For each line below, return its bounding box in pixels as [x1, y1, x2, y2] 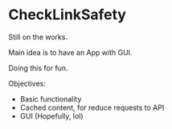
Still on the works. [8, 32, 68, 42]
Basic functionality [19, 94, 82, 103]
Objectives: [8, 79, 46, 88]
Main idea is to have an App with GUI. [8, 47, 133, 57]
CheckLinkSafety [8, 6, 127, 24]
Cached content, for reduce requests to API [19, 103, 165, 112]
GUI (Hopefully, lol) [19, 111, 84, 121]
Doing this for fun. [8, 62, 68, 73]
